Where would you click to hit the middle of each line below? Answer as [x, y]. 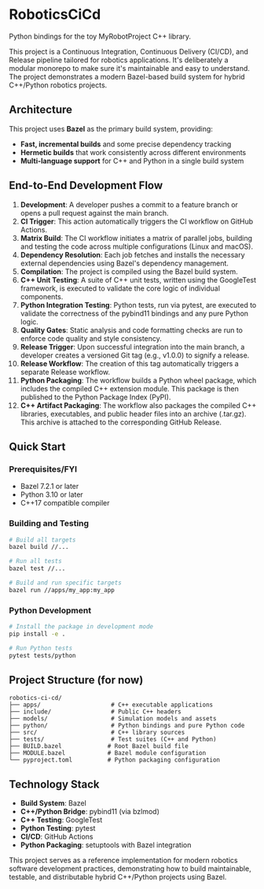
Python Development [50, 610]
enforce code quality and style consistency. [91, 338]
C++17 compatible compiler [65, 503]
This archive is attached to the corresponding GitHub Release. [121, 422]
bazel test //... [37, 569]
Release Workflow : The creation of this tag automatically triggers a [129, 363]
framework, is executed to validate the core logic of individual [120, 288]
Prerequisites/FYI [43, 469]
